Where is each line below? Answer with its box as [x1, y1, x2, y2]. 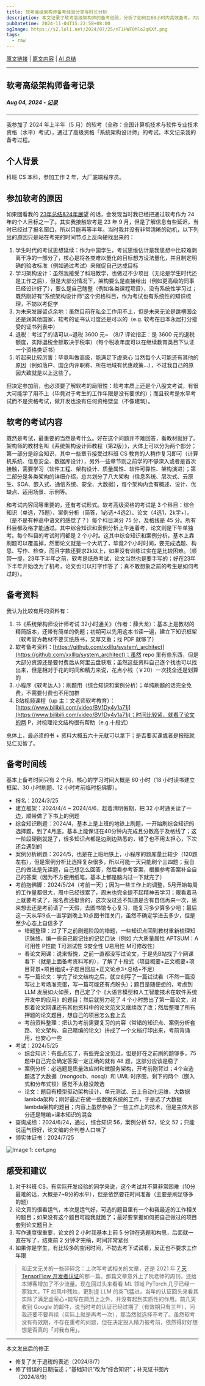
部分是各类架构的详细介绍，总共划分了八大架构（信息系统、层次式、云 [11, 472, 188, 480]
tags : [6, 32, 20, 38]
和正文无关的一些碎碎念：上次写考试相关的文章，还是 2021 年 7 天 [21, 1265, 187, 1272]
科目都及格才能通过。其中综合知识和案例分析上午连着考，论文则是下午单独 [6, 524, 193, 531]
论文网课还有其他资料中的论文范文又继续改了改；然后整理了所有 [35, 1004, 196, 1011]
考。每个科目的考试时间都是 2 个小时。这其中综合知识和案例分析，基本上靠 [6, 531, 195, 539]
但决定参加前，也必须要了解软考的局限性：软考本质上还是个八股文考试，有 [6, 382, 193, 389]
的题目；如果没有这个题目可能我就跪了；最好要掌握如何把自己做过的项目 [15, 1214, 197, 1221]
